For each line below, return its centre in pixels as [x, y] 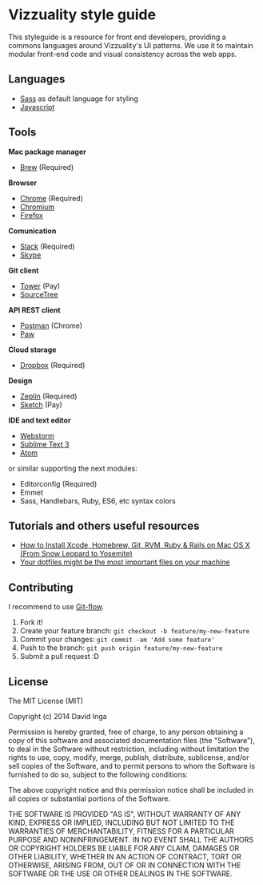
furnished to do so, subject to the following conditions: [98, 774]
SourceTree [39, 294]
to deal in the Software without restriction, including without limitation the [129, 749]
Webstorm [37, 435]
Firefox [32, 215]
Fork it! [32, 622]
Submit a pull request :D [60, 657]
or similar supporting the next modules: [73, 468]
